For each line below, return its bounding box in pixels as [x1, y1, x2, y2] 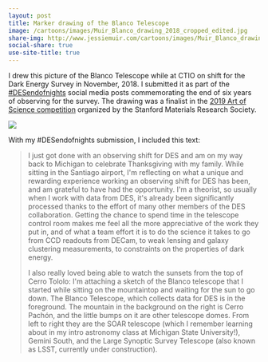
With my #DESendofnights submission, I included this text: [8, 135, 201, 145]
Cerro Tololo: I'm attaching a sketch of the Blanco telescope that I [27, 276, 243, 286]
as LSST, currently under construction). [27, 344, 158, 354]
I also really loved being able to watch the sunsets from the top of [27, 269, 243, 277]
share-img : [8, 34, 45, 42]
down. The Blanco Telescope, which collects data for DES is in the [27, 293, 246, 303]
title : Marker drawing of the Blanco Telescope [8, 19, 170, 27]
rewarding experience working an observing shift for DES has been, [27, 177, 251, 185]
